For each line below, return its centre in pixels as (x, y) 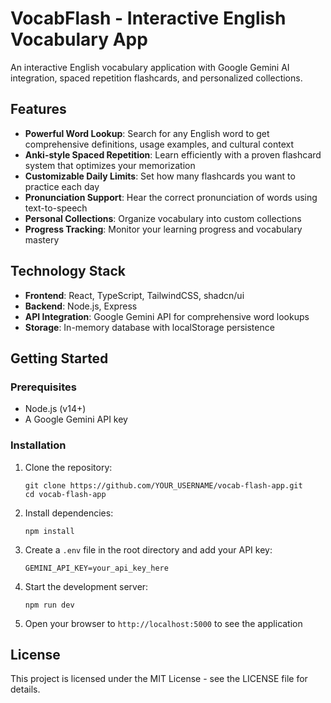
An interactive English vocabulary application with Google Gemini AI (150, 67)
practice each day (62, 186)
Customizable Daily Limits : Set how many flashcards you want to (160, 176)
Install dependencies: (69, 513)
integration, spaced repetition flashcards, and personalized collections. (156, 78)
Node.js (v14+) (55, 409)
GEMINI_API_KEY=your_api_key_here (96, 568)
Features (38, 109)
